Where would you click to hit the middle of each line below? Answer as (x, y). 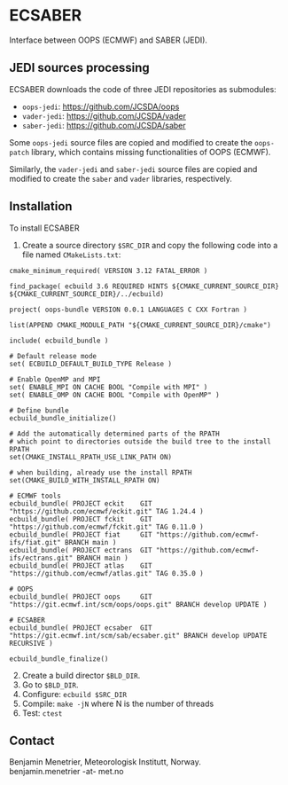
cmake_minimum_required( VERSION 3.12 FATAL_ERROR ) (109, 271)
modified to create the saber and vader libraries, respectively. (121, 178)
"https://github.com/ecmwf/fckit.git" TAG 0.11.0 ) (106, 527)
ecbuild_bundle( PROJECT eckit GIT (81, 503)
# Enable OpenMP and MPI (55, 379)
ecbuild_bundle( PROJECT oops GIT (81, 597)
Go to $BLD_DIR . (50, 685)
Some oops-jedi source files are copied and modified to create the (131, 142)
